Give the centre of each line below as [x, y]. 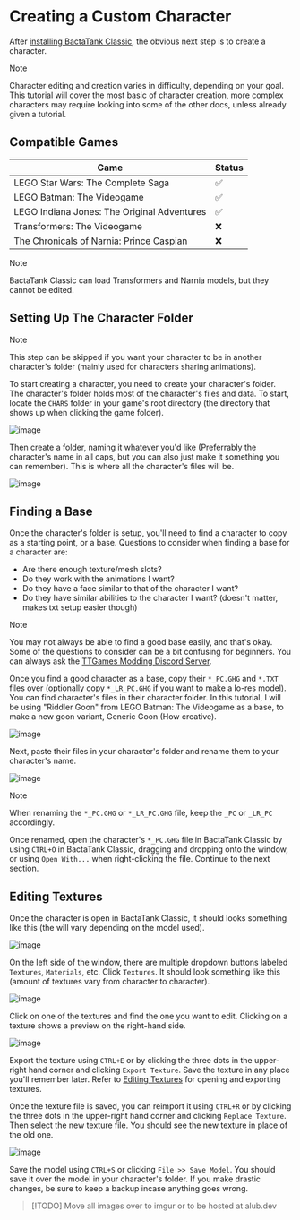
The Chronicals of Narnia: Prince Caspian [101, 241]
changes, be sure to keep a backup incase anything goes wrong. [129, 1189]
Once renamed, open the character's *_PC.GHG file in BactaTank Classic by [146, 840]
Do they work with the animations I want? [98, 579]
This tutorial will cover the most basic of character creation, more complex [146, 95]
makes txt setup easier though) [80, 607]
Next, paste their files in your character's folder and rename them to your [144, 752]
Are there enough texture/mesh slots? [92, 570]
